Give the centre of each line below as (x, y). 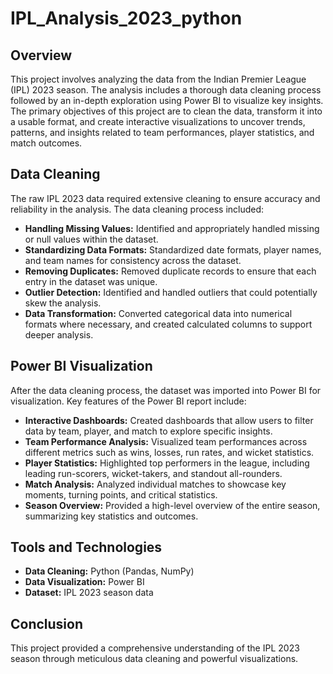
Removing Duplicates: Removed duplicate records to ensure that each (170, 271)
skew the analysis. (63, 303)
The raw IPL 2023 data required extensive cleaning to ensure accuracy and (165, 198)
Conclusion (47, 623)
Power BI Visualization (81, 366)
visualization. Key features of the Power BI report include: (128, 401)
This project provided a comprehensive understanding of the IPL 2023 (155, 648)
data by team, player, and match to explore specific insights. (148, 431)
